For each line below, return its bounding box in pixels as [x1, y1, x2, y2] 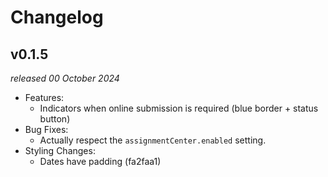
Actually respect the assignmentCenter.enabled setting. [39, 134, 267, 146]
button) [39, 113, 71, 125]
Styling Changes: [24, 145, 96, 156]
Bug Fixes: [24, 124, 69, 135]
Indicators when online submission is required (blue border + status [39, 102, 319, 114]
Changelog [10, 6, 104, 29]
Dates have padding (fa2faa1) [39, 156, 162, 167]
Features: [24, 92, 65, 103]
